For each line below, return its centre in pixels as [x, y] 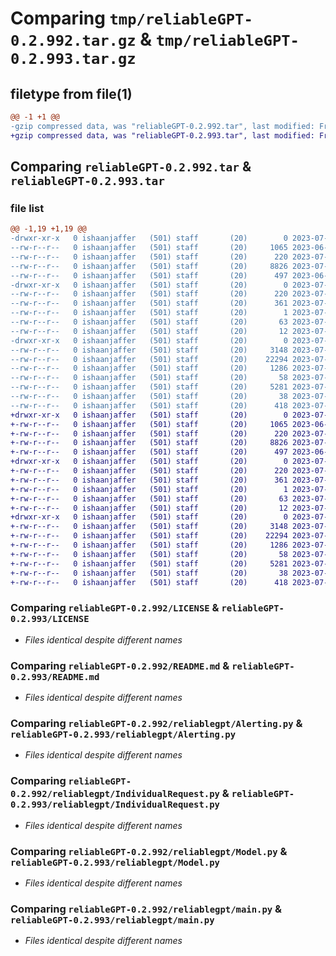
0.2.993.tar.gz [73, 59]
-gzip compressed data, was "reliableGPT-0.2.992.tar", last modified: [162, 126]
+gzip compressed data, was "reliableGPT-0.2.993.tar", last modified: [162, 135]
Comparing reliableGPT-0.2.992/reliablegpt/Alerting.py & [156, 723]
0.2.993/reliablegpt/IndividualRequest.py [115, 805]
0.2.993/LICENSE [50, 619]
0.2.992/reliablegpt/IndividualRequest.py [115, 794]
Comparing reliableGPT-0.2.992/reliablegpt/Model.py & [149, 851]
